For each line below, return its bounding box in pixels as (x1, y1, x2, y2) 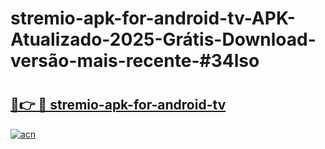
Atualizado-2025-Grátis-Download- (10, 28, 317, 51)
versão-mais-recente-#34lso (10, 50, 260, 72)
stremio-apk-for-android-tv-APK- (10, 7, 296, 30)
